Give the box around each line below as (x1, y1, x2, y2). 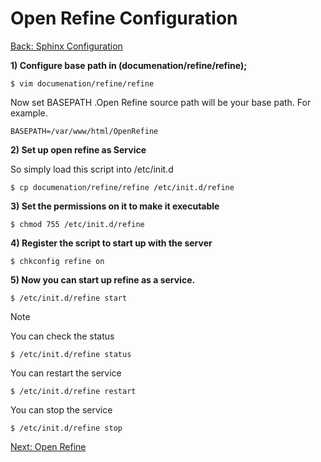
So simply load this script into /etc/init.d (10, 163, 174, 175)
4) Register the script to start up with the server (10, 237, 213, 249)
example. (10, 107, 48, 119)
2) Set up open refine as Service (10, 143, 147, 156)
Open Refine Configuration (10, 7, 238, 30)
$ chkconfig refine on (10, 256, 105, 266)
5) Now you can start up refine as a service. (10, 273, 196, 286)
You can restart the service (10, 367, 122, 379)
